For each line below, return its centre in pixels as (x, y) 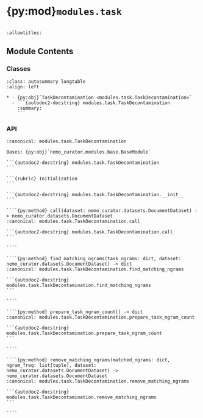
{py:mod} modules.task (64, 11)
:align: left (23, 87)
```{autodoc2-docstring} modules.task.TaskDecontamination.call (90, 232)
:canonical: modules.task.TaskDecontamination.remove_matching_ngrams (98, 381)
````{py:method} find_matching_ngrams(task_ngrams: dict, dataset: (94, 258)
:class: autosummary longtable (46, 81)
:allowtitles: (24, 33)
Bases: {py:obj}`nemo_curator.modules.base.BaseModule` (79, 152)
